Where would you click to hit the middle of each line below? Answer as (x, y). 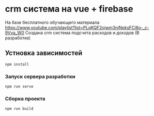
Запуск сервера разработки (40, 76)
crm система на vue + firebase (69, 9)
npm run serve (19, 87)
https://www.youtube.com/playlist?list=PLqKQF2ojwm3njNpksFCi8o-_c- (77, 27)
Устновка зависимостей (44, 53)
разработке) (18, 38)
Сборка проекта (25, 99)
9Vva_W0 (15, 33)
